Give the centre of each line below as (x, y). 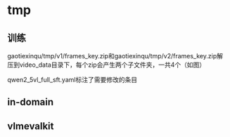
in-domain (31, 102)
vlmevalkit (31, 126)
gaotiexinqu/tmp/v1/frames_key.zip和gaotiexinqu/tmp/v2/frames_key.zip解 (115, 56)
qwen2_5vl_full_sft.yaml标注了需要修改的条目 (72, 80)
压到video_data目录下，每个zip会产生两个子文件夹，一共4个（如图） (107, 65)
